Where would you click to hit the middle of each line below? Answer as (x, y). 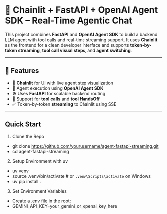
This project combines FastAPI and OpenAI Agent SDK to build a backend (81, 34)
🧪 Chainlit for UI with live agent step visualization (63, 83)
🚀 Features (22, 71)
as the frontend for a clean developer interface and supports (67, 45)
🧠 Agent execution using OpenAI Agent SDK (58, 88)
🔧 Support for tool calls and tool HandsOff (56, 99)
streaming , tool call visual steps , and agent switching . (75, 50)
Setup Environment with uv (40, 161)
